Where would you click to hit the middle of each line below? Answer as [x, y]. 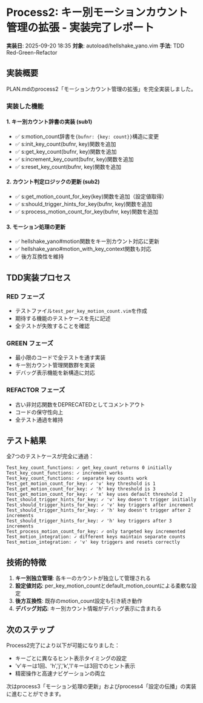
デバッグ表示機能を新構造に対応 [55, 373]
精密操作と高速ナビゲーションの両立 [60, 673]
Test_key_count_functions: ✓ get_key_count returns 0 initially [89, 468]
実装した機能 [25, 106]
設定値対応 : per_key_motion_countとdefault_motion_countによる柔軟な [103, 586]
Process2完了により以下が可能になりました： [63, 645]
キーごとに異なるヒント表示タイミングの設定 [71, 658]
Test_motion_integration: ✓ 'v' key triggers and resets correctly [93, 542]
